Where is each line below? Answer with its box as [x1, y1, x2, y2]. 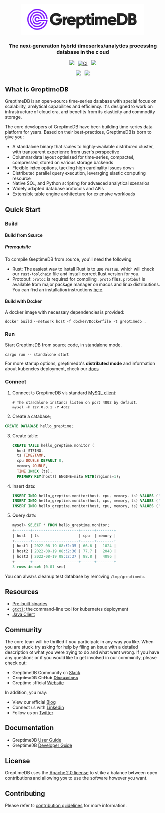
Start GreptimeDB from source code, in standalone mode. [5, 342, 122, 348]
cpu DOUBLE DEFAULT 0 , [17, 458, 64, 463]
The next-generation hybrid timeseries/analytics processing [8, 43, 157, 49]
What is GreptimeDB [5, 85, 69, 93]
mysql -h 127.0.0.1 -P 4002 [12, 405, 70, 409]
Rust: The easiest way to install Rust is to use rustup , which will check [12, 266, 154, 271]
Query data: [12, 512, 37, 518]
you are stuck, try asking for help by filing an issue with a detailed [5, 644, 138, 650]
